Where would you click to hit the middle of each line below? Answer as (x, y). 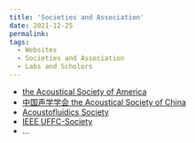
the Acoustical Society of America (84, 91)
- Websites (37, 50)
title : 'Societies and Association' (77, 17)
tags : (19, 42)
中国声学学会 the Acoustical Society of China (104, 102)
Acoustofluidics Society (65, 112)
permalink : (29, 34)
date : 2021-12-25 (41, 26)
